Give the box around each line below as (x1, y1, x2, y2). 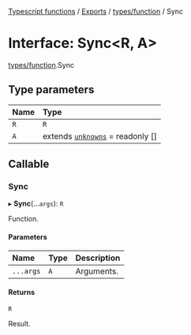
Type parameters (8, 83, 95, 97)
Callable (8, 158, 50, 171)
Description (75, 252, 121, 263)
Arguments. (75, 266, 118, 277)
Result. (8, 318, 31, 328)
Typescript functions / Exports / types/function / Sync (8, 7, 184, 16)
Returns (8, 288, 36, 297)
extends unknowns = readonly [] (42, 130, 158, 141)
